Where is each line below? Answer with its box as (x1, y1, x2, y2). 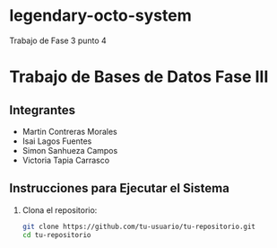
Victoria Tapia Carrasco (22, 155, 110, 165)
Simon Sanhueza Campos (22, 145, 118, 155)
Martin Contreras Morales (22, 126, 118, 137)
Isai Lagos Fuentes (22, 136, 92, 146)
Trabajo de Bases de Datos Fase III (9, 66, 269, 87)
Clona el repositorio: (22, 204, 98, 216)
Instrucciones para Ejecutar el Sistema (9, 181, 230, 196)
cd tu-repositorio (22, 230, 91, 239)
